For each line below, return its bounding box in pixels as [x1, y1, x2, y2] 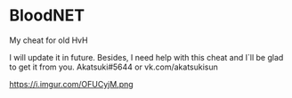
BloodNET [9, 5, 85, 26]
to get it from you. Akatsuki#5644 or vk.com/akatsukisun [9, 61, 218, 72]
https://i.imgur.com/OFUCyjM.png [9, 78, 134, 89]
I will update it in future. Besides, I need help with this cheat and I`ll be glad [9, 52, 284, 62]
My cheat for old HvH [9, 35, 88, 45]
